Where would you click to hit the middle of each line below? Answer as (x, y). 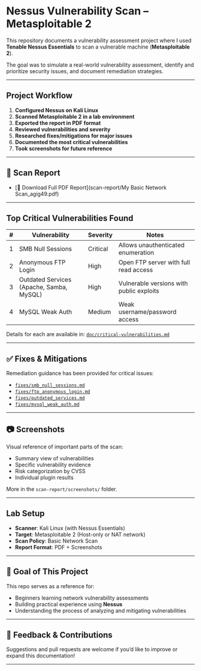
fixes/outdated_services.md (50, 398)
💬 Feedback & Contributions (59, 635)
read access (136, 270)
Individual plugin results (44, 477)
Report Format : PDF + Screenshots (59, 547)
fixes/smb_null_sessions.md (50, 385)
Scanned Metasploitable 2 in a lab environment (74, 116)
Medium (99, 312)
